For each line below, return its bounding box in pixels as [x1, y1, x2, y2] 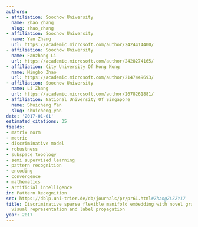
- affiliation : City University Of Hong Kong [6, 63, 120, 70]
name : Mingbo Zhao [11, 69, 57, 75]
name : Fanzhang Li [11, 53, 57, 59]
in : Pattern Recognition [6, 190, 67, 196]
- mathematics [6, 179, 41, 185]
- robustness [6, 146, 38, 152]
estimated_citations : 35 [6, 119, 67, 125]
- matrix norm [6, 129, 41, 136]
